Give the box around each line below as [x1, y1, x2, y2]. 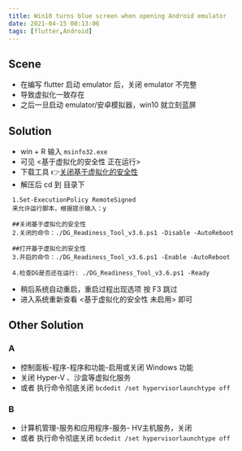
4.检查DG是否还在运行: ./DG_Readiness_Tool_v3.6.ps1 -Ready [11, 269, 210, 277]
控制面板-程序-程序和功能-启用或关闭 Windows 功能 [19, 362, 194, 372]
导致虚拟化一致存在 [19, 90, 85, 100]
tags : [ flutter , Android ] [8, 27, 93, 35]
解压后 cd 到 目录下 [19, 180, 85, 189]
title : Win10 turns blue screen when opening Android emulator [8, 11, 227, 20]
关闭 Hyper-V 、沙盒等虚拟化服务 [19, 372, 132, 382]
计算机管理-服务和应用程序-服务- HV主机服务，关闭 [19, 423, 192, 432]
